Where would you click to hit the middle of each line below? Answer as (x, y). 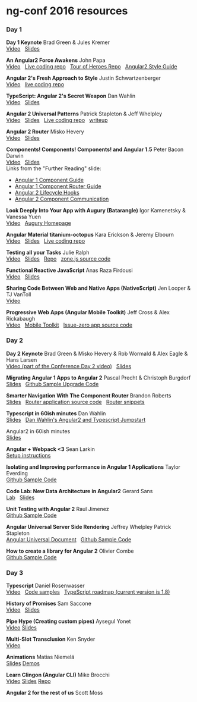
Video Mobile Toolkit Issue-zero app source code (69, 325)
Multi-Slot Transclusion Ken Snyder (51, 639)
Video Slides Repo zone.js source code (58, 259)
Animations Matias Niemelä (40, 657)
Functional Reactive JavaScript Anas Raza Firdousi (69, 270)
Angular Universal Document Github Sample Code (69, 539)
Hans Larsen (22, 360)
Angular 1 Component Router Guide (58, 186)
